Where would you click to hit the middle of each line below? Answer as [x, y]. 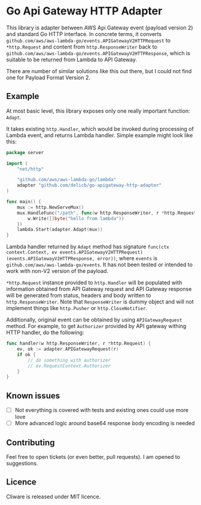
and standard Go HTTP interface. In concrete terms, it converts [84, 34]
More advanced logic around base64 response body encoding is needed [105, 423]
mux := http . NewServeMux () [51, 207]
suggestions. [22, 463]
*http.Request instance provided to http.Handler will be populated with [94, 282]
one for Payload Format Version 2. [48, 77]
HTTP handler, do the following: [45, 333]
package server [25, 152]
